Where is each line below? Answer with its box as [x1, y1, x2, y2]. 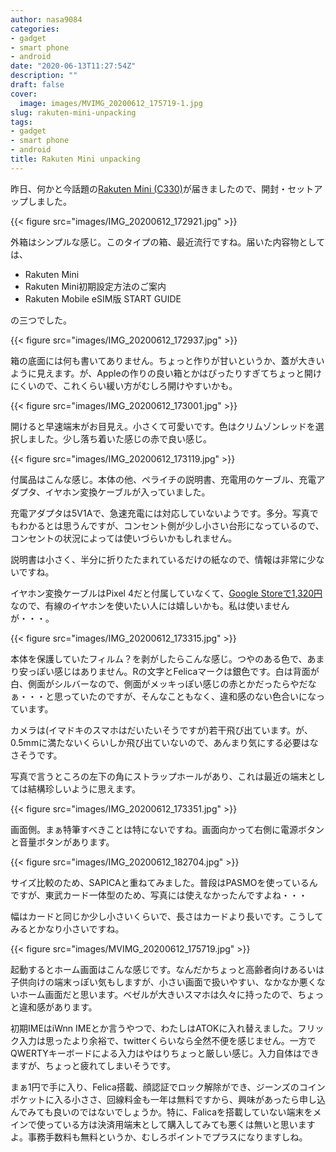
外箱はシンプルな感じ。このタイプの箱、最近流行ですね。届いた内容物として [10, 236, 326, 248]
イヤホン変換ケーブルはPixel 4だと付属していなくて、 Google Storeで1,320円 [10, 587, 323, 599]
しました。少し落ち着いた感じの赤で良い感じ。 [18, 432, 212, 445]
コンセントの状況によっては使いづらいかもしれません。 [10, 532, 238, 544]
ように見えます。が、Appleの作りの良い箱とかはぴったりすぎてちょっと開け [10, 367, 323, 379]
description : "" [10, 71, 78, 81]
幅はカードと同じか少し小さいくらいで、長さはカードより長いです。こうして [10, 910, 324, 922]
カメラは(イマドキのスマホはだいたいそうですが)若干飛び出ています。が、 [10, 724, 313, 736]
